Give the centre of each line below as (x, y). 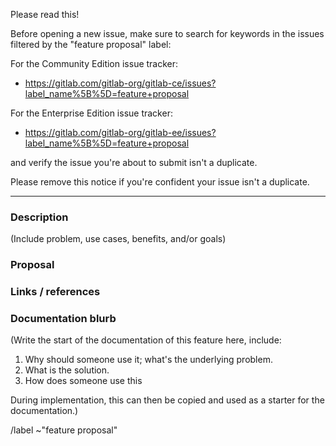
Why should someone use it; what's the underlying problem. (148, 360)
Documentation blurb (63, 319)
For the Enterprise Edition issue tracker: (91, 113)
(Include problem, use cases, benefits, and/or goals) (118, 239)
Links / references (55, 292)
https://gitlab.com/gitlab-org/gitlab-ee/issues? (120, 132)
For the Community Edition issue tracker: (94, 63)
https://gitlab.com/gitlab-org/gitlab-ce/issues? (120, 83)
